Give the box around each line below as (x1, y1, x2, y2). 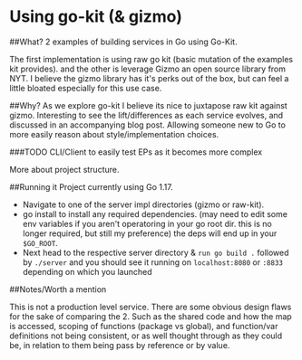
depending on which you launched (22, 266, 152, 277)
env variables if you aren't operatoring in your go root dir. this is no (22, 218, 272, 229)
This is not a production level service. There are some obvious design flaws (9, 301, 292, 312)
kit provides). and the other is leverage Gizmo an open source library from (9, 63, 287, 74)
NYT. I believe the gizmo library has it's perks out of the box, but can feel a (9, 72, 289, 83)
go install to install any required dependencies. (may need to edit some (22, 208, 288, 219)
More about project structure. (9, 164, 120, 175)
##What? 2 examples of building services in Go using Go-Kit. (9, 36, 238, 47)
